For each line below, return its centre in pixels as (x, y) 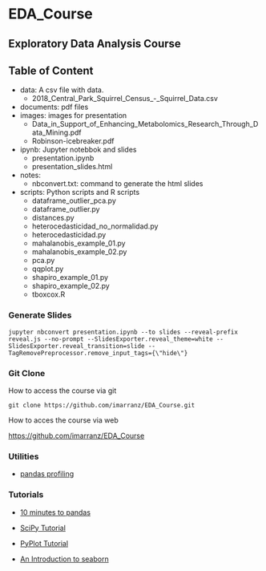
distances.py (53, 218)
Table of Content (51, 70)
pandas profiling (47, 474)
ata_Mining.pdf (56, 132)
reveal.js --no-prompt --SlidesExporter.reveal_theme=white (111, 339)
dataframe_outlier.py (66, 209)
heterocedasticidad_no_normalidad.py (95, 226)
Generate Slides (40, 315)
